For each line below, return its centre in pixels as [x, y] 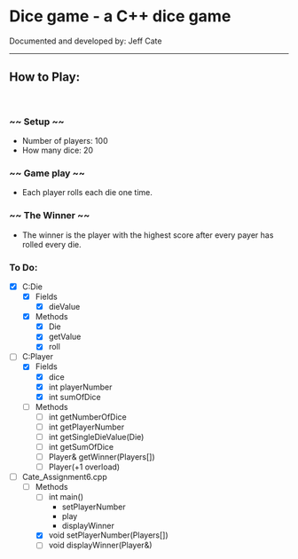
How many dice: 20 [58, 150]
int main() [66, 497]
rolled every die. [51, 244]
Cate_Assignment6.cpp [65, 477]
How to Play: [45, 77]
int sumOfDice [75, 397]
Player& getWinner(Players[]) [102, 457]
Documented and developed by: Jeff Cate [86, 41]
